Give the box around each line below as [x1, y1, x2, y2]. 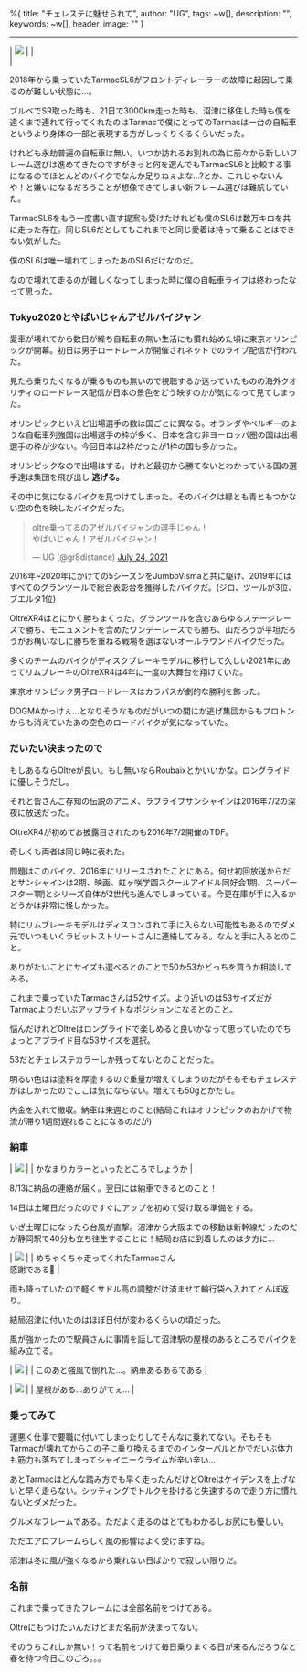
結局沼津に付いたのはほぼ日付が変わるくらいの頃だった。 [9, 1313, 226, 1324]
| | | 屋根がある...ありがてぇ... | [9, 1384, 135, 1395]
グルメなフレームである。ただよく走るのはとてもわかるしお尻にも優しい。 [9, 1517, 290, 1527]
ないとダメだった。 [9, 1496, 82, 1507]
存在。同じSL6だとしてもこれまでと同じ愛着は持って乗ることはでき [40, 224, 295, 235]
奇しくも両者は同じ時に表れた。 [9, 845, 130, 857]
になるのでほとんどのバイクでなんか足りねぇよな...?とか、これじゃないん [9, 170, 284, 181]
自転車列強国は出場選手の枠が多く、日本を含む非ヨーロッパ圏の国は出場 [25, 429, 298, 441]
